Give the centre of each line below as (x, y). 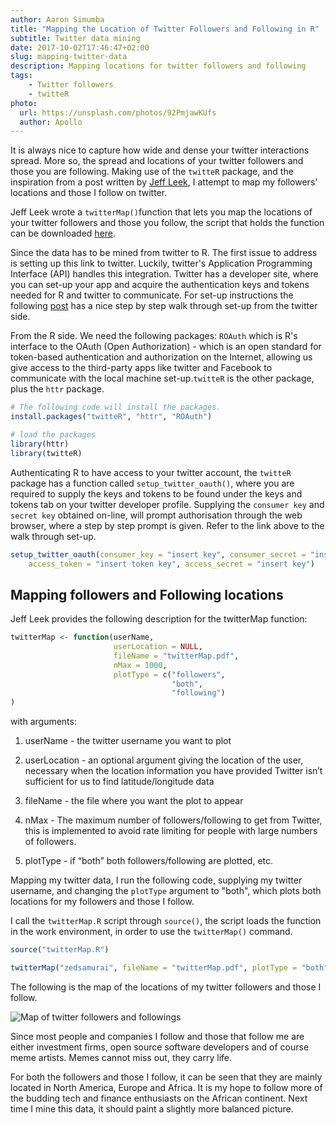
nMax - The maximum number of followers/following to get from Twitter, (173, 820)
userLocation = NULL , (158, 647)
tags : (21, 76)
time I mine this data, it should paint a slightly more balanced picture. (152, 1108)
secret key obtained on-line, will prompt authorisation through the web (156, 515)
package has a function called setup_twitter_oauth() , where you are (152, 483)
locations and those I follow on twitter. (89, 193)
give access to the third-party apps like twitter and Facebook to (141, 368)
